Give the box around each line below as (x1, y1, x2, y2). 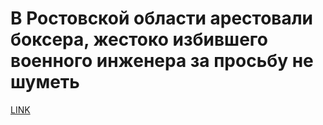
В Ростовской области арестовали (10, 7, 314, 30)
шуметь (10, 71, 80, 94)
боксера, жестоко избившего (10, 28, 268, 51)
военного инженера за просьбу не (10, 50, 314, 72)
